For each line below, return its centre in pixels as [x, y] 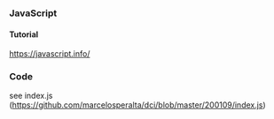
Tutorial [24, 34]
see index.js [31, 96]
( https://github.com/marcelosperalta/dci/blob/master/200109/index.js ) [137, 105]
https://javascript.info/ [50, 54]
